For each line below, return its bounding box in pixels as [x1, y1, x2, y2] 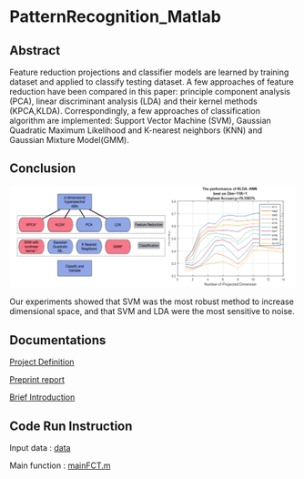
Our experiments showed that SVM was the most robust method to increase [9, 296, 294, 307]
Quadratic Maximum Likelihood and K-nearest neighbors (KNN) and [9, 125, 263, 136]
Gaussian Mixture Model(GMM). [9, 135, 129, 145]
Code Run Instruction [9, 418, 133, 433]
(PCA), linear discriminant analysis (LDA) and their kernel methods [9, 96, 258, 107]
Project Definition [9, 357, 75, 368]
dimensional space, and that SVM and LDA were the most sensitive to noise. [9, 306, 295, 317]
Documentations [9, 332, 106, 348]
